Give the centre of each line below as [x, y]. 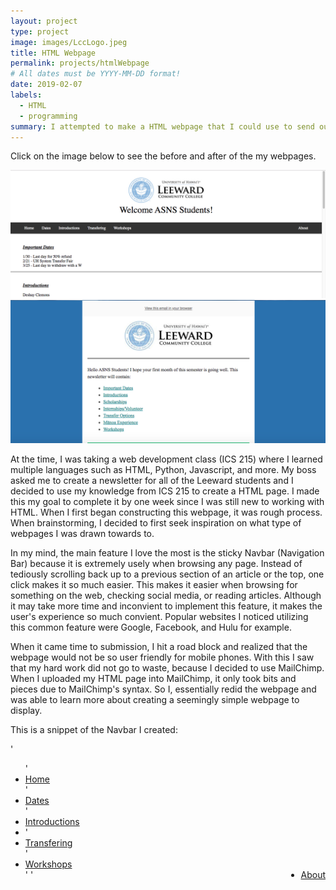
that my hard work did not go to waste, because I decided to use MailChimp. [167, 668]
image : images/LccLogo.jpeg [69, 42]
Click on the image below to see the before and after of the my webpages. [163, 156]
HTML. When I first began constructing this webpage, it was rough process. [166, 512]
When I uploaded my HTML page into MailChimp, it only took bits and [153, 679]
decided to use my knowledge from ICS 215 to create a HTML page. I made [165, 491]
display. [26, 711]
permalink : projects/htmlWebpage [80, 63]
